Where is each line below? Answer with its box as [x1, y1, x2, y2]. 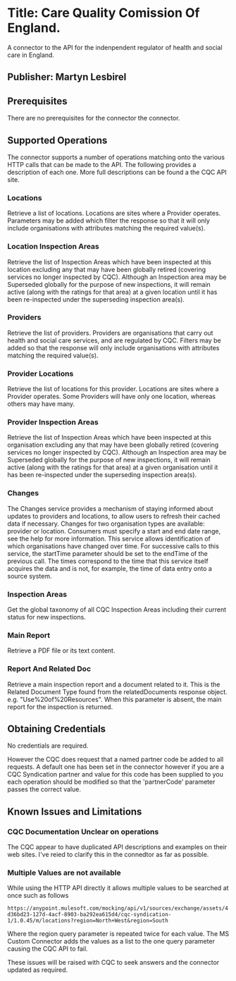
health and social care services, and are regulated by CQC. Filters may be [7, 336, 222, 345]
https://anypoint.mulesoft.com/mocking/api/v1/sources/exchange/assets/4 [7, 905, 229, 912]
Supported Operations [7, 134, 108, 146]
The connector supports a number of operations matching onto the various [7, 153, 225, 161]
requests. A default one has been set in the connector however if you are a [7, 763, 225, 771]
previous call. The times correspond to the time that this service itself [7, 557, 209, 565]
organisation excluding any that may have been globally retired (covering [7, 440, 219, 449]
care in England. [7, 51, 55, 59]
